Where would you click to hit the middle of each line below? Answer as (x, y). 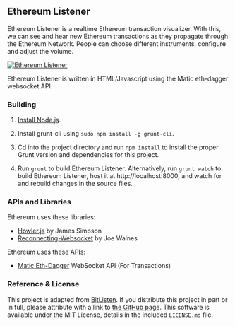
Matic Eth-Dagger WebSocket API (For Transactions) (94, 266)
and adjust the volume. (41, 51)
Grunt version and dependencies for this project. (88, 155)
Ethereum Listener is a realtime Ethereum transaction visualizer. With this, (114, 28)
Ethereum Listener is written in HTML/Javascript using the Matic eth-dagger (118, 78)
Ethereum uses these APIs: (47, 252)
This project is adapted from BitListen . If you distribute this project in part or (117, 299)
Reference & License (43, 284)
